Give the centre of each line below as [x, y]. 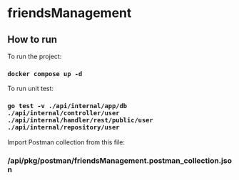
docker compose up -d [45, 74]
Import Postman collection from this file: [66, 142]
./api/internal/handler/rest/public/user [80, 120]
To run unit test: [31, 89]
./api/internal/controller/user [63, 113]
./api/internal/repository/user [63, 127]
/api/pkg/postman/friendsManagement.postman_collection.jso [119, 160]
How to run [32, 39]
